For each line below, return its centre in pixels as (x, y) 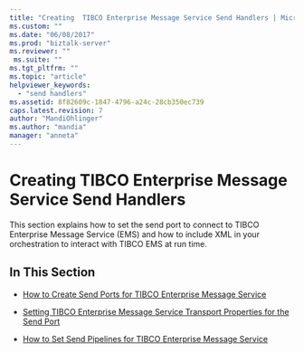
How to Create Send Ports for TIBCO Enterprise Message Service (144, 294)
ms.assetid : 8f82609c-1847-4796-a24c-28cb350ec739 (107, 102)
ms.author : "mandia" (48, 128)
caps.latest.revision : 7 (56, 110)
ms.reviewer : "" (40, 52)
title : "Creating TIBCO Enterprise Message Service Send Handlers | (143, 18)
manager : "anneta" (44, 136)
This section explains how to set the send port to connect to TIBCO (134, 224)
